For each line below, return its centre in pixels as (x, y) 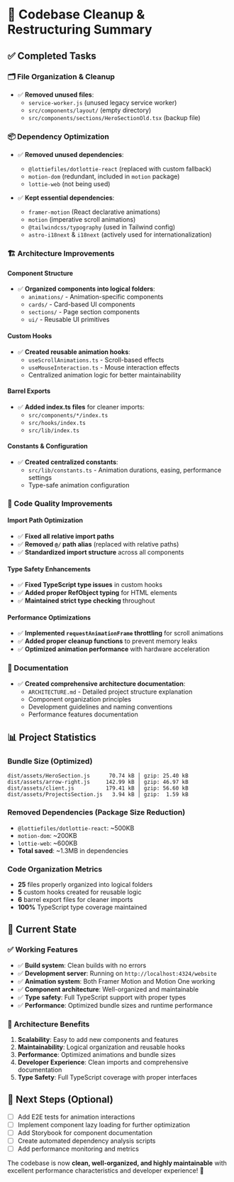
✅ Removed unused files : (56, 95)
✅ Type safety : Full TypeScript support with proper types (102, 997)
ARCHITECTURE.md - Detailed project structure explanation (110, 692)
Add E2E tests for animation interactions (76, 1117)
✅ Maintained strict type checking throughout (86, 601)
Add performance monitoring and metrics (78, 1149)
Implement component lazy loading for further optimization (104, 1124)
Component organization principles (79, 699)
